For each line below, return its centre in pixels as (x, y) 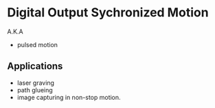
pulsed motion (37, 44)
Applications (35, 66)
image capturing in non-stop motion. (69, 97)
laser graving (36, 83)
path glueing (35, 90)
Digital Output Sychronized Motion (108, 13)
